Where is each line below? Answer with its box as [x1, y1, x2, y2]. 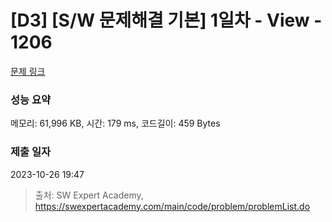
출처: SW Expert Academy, [34, 189, 144, 201]
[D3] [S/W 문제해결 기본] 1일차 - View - [10, 9, 323, 32]
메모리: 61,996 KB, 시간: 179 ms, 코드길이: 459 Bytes [10, 117, 221, 130]
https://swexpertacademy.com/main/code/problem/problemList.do [34, 200, 311, 212]
